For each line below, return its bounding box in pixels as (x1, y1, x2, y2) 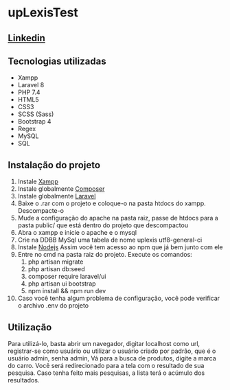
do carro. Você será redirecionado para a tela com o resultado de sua (8, 362, 205, 370)
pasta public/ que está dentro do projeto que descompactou (17, 221, 188, 229)
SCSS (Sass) (17, 110, 54, 118)
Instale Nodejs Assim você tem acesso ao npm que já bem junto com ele (17, 243, 224, 251)
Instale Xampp (17, 177, 59, 186)
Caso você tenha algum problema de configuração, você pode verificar (17, 294, 220, 303)
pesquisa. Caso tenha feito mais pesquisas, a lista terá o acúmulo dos (8, 369, 205, 377)
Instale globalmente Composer (17, 185, 105, 193)
